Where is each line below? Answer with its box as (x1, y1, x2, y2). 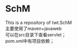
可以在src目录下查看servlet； (5, 31, 66, 37)
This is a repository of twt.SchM (5, 19, 72, 25)
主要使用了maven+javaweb (5, 25, 62, 31)
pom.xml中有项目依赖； (5, 38, 55, 44)
